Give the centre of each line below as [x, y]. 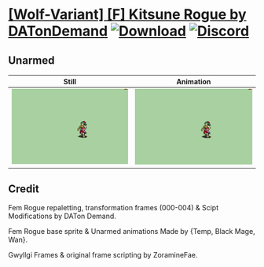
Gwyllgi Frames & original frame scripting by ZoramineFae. [103, 255]
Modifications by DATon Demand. [62, 216]
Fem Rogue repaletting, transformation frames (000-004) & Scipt [114, 208]
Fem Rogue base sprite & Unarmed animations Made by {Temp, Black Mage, [132, 232]
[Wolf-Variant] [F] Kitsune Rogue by [127, 15]
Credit [24, 189]
